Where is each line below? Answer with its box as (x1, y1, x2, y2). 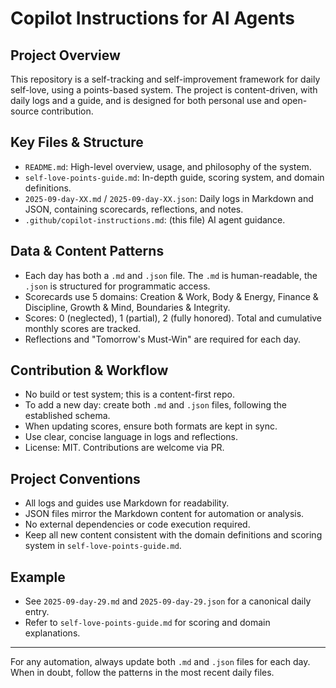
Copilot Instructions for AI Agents (10, 7, 295, 30)
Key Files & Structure (10, 134, 144, 151)
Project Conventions (10, 470, 141, 487)
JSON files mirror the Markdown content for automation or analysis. (24, 508, 305, 520)
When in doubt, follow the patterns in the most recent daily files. (10, 667, 275, 679)
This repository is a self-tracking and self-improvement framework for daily (10, 73, 321, 85)
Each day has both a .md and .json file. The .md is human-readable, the (24, 269, 318, 281)
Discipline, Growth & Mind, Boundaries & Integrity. (24, 301, 231, 313)
